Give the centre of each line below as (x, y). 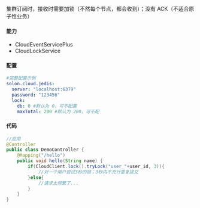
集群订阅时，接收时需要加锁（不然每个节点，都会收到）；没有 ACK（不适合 (98, 9)
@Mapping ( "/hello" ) (41, 156)
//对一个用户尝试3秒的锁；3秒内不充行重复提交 (88, 172)
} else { (36, 178)
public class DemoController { (45, 150)
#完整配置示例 (21, 78)
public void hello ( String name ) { (60, 161)
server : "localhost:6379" (44, 89)
